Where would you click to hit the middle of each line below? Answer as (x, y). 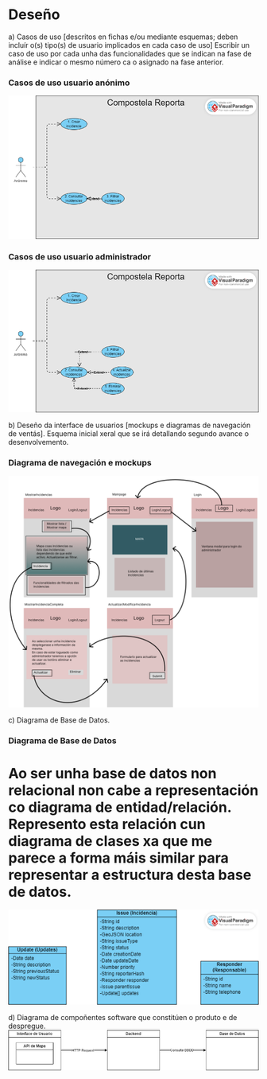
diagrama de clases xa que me (110, 841)
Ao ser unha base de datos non (112, 774)
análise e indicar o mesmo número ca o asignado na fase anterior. (116, 62)
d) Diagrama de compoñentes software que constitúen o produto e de (123, 1018)
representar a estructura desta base (130, 875)
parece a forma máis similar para (118, 858)
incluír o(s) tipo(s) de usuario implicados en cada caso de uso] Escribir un (129, 45)
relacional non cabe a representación (133, 791)
